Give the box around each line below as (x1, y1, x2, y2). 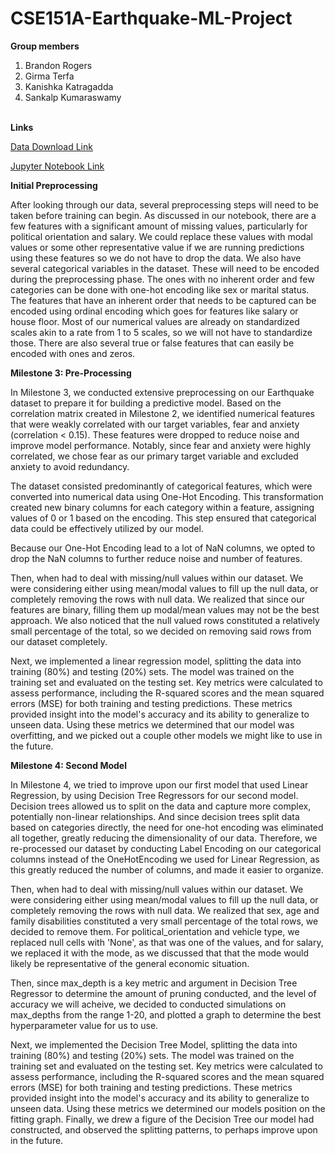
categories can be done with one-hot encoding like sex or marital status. (10, 283, 310, 296)
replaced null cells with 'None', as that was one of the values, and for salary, (10, 936, 324, 948)
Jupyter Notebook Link (10, 160, 105, 172)
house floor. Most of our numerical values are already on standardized (10, 315, 300, 327)
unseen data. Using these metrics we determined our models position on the (10, 1102, 326, 1114)
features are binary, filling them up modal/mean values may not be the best (10, 603, 320, 616)
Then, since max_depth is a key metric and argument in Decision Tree (10, 977, 298, 989)
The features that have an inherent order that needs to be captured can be (10, 294, 317, 306)
